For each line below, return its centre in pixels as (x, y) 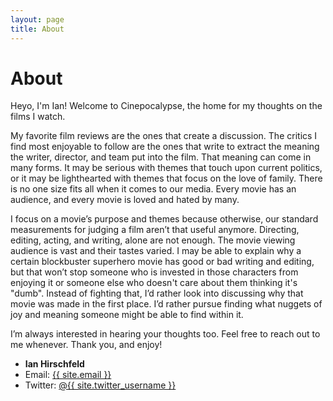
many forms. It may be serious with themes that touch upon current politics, (166, 168)
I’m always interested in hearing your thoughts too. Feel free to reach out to (165, 334)
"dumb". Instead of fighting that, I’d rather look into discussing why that (157, 293)
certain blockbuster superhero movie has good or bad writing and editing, (162, 262)
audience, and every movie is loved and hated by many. (125, 200)
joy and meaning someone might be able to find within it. (127, 315)
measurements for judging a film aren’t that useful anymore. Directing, (155, 230)
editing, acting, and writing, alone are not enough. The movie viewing (153, 240)
